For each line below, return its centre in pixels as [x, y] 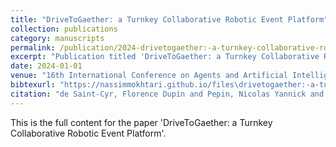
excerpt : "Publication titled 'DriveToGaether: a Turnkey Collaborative [165, 57]
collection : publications [64, 29]
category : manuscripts [57, 38]
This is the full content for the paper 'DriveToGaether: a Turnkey [141, 122]
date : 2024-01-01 [46, 66]
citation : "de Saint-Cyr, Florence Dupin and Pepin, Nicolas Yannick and [167, 94]
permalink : [33, 47]
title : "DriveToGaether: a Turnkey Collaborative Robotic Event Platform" [169, 19]
